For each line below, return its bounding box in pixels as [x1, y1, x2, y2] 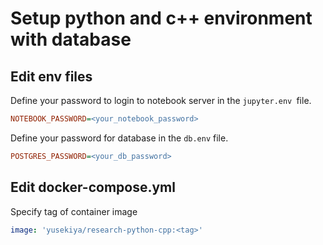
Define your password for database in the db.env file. [10, 132, 229, 144]
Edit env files [10, 68, 93, 85]
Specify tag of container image [10, 205, 138, 217]
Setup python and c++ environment [10, 7, 313, 30]
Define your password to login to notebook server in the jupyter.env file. [10, 95, 312, 106]
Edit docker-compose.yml [10, 179, 176, 196]
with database [10, 28, 132, 51]
